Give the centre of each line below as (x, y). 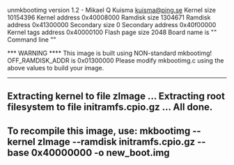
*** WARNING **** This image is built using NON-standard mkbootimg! (110, 53)
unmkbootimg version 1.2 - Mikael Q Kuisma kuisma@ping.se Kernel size (111, 10)
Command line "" (32, 40)
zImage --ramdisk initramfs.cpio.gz (116, 142)
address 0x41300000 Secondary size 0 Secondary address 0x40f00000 (112, 25)
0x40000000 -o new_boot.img (100, 152)
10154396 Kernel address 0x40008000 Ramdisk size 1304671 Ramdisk (109, 17)
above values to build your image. (56, 68)
